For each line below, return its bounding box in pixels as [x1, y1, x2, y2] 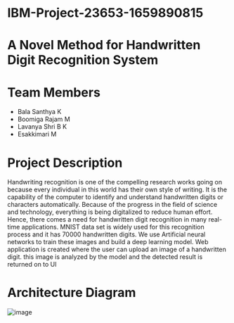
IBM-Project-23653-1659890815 [7, 5, 204, 21]
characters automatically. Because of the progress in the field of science [7, 201, 218, 209]
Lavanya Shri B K [17, 122, 67, 131]
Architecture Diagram [7, 285, 136, 300]
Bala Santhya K [17, 108, 62, 116]
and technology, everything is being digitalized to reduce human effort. [7, 208, 213, 216]
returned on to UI [7, 260, 58, 269]
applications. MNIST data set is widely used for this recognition [21, 223, 205, 232]
